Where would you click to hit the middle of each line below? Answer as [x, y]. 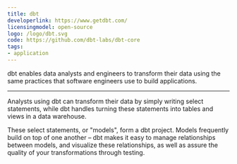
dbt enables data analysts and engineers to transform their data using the [114, 73]
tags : [15, 47]
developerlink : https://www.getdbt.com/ [68, 20]
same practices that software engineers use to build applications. [102, 81]
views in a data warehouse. [47, 116]
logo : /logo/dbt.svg [38, 34]
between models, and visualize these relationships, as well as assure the [113, 145]
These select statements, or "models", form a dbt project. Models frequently [118, 130]
